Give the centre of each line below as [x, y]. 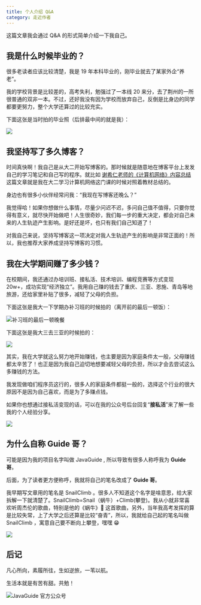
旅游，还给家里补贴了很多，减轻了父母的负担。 [64, 294]
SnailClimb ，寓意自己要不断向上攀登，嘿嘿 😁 [63, 522]
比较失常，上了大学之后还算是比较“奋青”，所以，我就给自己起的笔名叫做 [100, 515]
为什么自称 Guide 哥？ [47, 444]
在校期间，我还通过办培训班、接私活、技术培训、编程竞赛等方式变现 [90, 279]
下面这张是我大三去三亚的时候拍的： [51, 332]
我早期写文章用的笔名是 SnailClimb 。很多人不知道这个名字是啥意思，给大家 [99, 492]
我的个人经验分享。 [30, 412]
